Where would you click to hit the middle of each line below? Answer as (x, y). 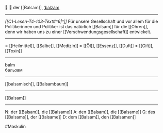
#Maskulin (15, 126)
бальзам (14, 70)
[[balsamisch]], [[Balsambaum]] (37, 84)
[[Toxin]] (14, 51)
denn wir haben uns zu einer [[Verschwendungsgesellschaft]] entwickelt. (78, 32)
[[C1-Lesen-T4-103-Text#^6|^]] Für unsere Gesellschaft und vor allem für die (81, 21)
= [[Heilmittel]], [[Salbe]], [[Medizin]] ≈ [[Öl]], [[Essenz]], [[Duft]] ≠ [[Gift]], (79, 46)
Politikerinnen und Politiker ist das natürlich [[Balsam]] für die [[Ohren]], (77, 26)
